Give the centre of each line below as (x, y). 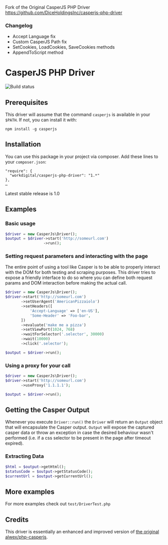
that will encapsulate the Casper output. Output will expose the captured (80, 427)
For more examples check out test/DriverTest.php (58, 504)
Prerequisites (27, 102)
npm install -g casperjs (31, 129)
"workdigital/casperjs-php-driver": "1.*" (55, 175)
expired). (15, 443)
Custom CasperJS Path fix (40, 42)
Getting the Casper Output (47, 410)
